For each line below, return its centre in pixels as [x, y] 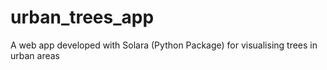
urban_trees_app [82, 17]
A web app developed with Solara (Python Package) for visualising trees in [164, 45]
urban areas [35, 55]
